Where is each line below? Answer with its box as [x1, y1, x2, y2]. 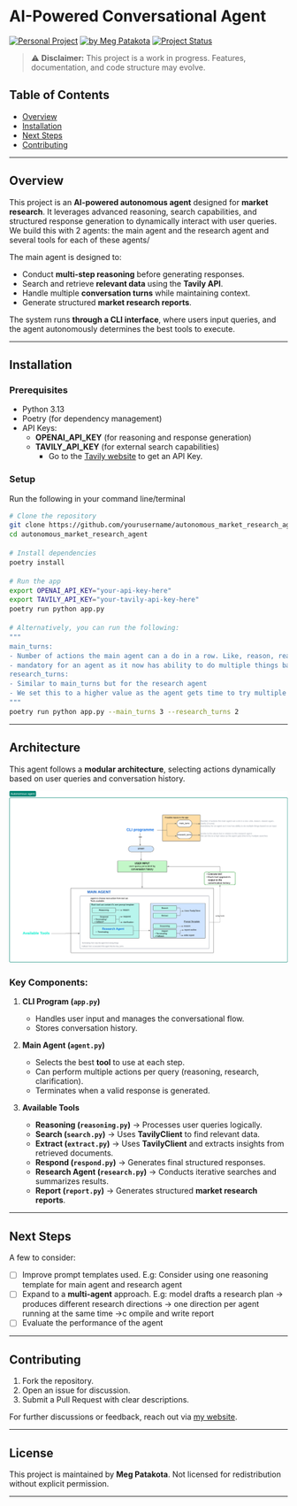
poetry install [9, 557, 65, 567]
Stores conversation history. [34, 1023, 138, 1033]
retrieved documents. [34, 1148, 114, 1158]
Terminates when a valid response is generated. [34, 1086, 210, 1096]
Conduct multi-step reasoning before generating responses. [21, 268, 245, 280]
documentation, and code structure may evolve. [30, 62, 206, 73]
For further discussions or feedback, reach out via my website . [9, 1411, 238, 1422]
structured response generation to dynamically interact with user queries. [9, 215, 278, 227]
